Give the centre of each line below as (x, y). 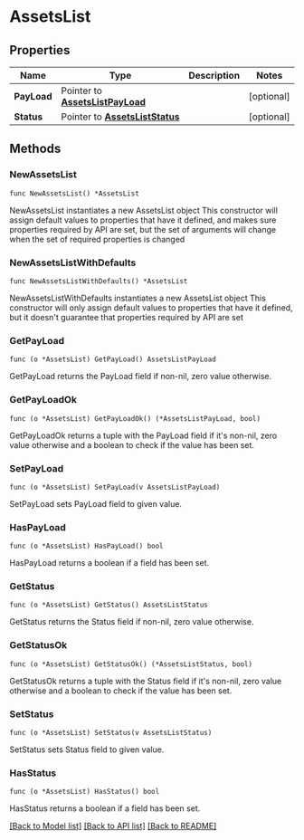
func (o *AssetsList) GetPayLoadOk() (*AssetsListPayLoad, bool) (135, 418)
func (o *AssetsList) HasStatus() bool (85, 792)
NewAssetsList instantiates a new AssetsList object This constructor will (144, 210)
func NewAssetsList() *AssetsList (75, 193)
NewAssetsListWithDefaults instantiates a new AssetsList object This (138, 298)
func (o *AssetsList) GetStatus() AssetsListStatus (109, 605)
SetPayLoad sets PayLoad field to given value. (96, 503)
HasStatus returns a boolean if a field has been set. (105, 808)
